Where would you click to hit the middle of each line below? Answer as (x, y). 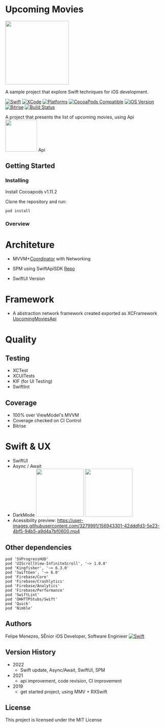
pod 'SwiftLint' (22, 595)
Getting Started (30, 166)
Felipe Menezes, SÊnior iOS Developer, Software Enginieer (67, 636)
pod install (18, 211)
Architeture (30, 245)
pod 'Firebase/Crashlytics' (35, 581)
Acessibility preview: (34, 520)
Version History (30, 652)
